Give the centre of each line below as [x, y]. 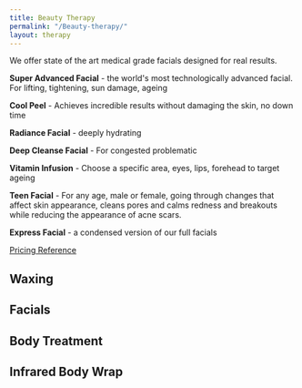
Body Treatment [56, 341]
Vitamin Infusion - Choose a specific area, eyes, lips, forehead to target [145, 168]
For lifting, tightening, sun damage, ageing [89, 88]
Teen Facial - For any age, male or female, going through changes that [142, 196]
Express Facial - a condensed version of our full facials [113, 232]
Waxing [31, 279]
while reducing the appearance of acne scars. [96, 215]
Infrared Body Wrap [66, 371]
